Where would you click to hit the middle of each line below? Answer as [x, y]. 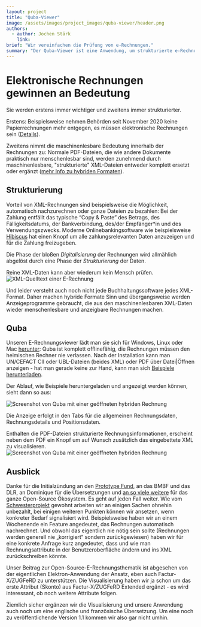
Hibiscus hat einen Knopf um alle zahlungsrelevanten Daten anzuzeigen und [100, 236]
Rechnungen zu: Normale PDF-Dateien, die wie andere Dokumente [89, 152]
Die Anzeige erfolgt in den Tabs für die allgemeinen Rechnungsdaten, [92, 416]
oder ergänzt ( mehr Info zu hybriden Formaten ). [65, 171]
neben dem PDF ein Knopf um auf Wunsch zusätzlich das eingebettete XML [100, 440]
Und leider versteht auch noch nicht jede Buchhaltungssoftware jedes [92, 290]
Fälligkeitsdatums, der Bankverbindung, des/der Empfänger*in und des [94, 224]
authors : [17, 28]
